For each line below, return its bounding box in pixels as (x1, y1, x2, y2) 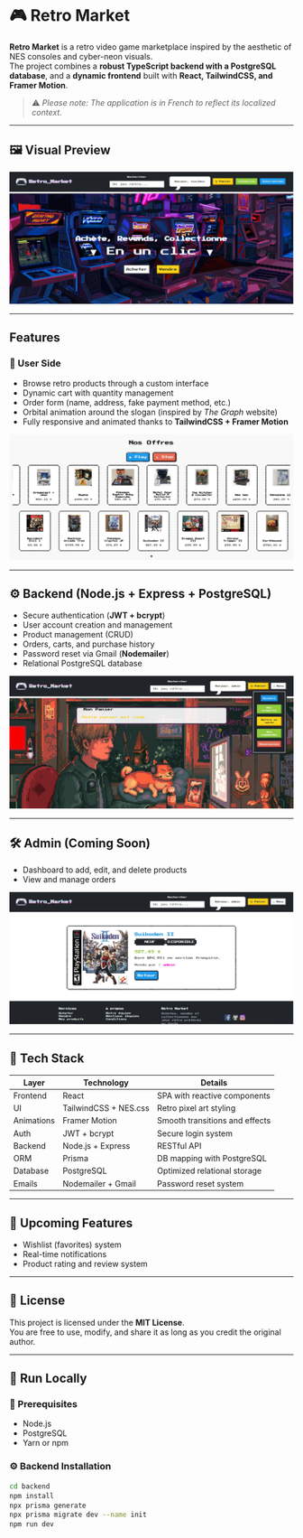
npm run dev (9, 1520, 54, 1529)
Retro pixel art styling (157, 1103, 236, 1114)
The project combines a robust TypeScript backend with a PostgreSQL (9, 61, 277, 71)
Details (200, 1077, 228, 1087)
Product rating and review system (22, 1258, 149, 1269)
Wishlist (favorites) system (22, 1239, 122, 1250)
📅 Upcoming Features (9, 1215, 133, 1231)
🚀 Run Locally (9, 1371, 87, 1386)
